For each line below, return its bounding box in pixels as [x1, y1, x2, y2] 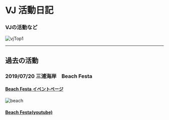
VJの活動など [5, 24, 38, 31]
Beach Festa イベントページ [5, 86, 64, 92]
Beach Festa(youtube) [5, 109, 53, 115]
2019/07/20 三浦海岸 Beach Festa [5, 73, 93, 80]
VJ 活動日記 [5, 5, 54, 16]
